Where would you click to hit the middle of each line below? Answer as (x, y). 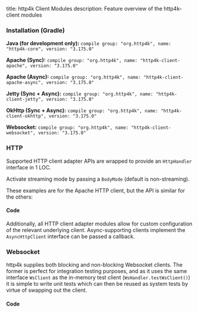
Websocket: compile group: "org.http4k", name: (67, 127)
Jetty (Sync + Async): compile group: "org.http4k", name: (80, 94)
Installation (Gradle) (36, 30)
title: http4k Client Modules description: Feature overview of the (84, 9)
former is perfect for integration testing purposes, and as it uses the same (97, 271)
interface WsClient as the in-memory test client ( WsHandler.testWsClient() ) (98, 277)
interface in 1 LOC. (29, 167)
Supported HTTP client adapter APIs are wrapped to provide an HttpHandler (99, 161)
